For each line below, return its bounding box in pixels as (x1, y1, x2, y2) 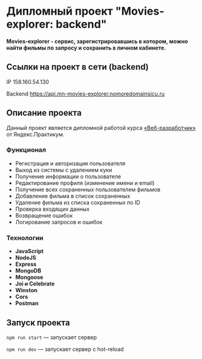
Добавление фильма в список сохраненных (15, 192, 131, 200)
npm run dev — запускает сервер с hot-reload (6, 345, 124, 353)
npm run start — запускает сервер (6, 333, 97, 341)
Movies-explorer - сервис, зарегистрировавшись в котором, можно (6, 37, 188, 45)
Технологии (6, 233, 44, 242)
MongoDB (15, 267, 41, 274)
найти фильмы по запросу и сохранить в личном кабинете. (6, 44, 167, 51)
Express (15, 260, 37, 268)
